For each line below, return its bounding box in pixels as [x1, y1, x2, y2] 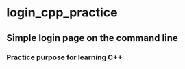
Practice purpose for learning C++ [6, 53, 123, 62]
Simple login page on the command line [6, 32, 179, 44]
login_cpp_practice [6, 5, 118, 20]
